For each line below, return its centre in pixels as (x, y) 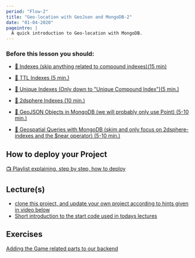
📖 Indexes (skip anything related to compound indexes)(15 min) (90, 67)
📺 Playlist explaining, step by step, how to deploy (66, 169)
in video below (32, 210)
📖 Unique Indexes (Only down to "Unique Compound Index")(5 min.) (97, 89)
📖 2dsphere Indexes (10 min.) (50, 101)
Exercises (24, 234)
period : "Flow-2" (27, 11)
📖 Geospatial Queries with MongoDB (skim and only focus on (88, 130)
